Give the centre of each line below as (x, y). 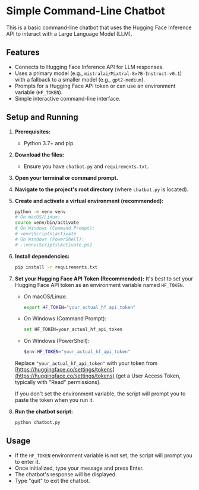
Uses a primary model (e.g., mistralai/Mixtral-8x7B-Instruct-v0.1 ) (98, 73)
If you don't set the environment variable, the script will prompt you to (100, 394)
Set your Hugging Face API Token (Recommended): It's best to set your (104, 279)
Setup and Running (42, 117)
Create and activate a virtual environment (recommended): (89, 201)
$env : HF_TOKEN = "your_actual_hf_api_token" (77, 352)
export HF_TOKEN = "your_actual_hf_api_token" (80, 307)
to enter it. (27, 461)
